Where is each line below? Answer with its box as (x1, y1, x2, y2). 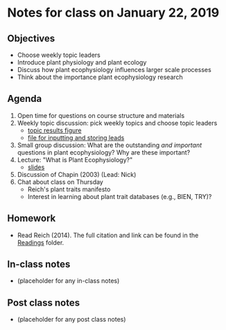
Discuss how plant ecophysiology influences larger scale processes (17, 66, 211, 73)
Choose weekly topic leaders (17, 51, 101, 59)
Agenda (7, 93, 42, 105)
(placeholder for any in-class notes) (17, 277, 120, 285)
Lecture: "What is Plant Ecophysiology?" (17, 155, 133, 164)
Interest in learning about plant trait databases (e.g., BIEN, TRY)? (27, 192, 212, 200)
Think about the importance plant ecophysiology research (17, 73, 184, 81)
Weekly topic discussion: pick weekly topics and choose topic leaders (17, 119, 218, 127)
